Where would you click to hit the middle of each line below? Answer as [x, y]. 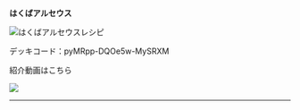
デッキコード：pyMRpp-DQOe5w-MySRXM [89, 51]
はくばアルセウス [41, 13]
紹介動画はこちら [41, 70]
